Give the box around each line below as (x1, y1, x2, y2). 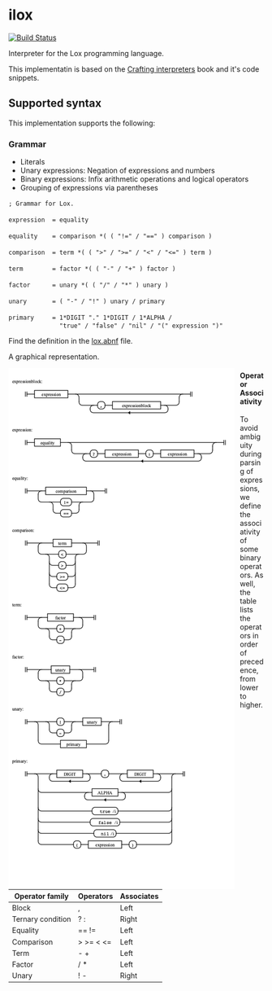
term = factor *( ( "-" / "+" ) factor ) (8, 265, 176, 274)
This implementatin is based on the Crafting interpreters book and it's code (8, 64, 260, 74)
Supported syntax (8, 96, 101, 111)
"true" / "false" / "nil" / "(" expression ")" (59, 322, 223, 331)
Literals (19, 157, 45, 167)
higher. (240, 700, 264, 710)
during (240, 449, 262, 459)
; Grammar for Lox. (8, 200, 75, 208)
